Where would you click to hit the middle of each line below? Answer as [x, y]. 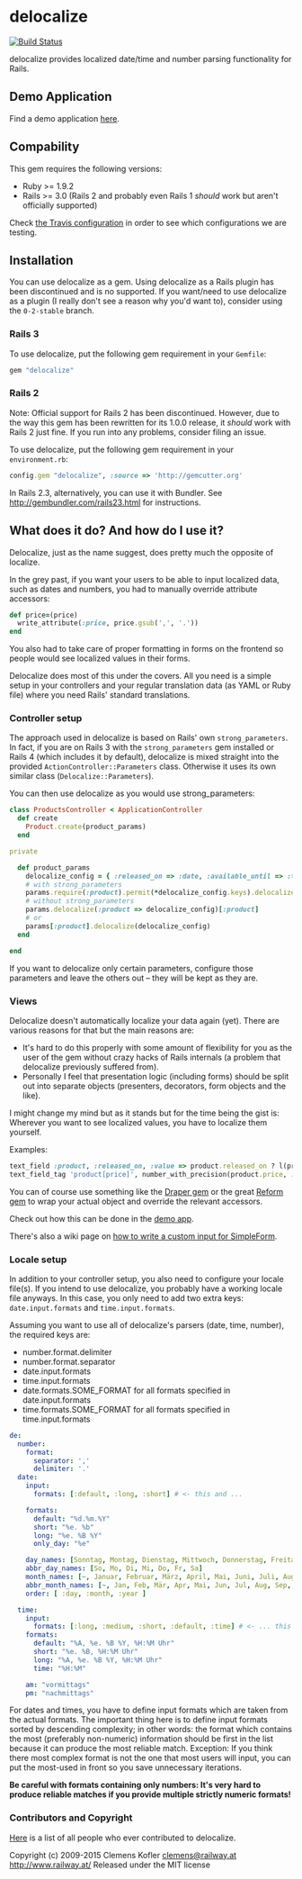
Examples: [28, 1149]
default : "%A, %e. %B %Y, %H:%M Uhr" [104, 1644]
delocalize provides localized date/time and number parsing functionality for [151, 59]
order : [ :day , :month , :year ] [86, 1594]
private [24, 851]
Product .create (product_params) [86, 827]
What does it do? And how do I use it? [117, 531]
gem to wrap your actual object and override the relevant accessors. [136, 1201]
